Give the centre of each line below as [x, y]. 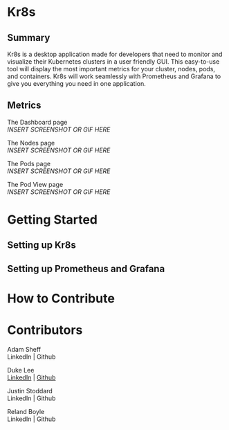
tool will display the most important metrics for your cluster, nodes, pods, [111, 69]
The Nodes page [31, 143]
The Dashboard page [37, 122]
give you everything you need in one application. [77, 83]
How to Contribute [61, 298]
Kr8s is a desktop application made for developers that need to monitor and [115, 54]
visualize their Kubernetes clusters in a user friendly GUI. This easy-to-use [113, 62]
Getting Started [53, 220]
